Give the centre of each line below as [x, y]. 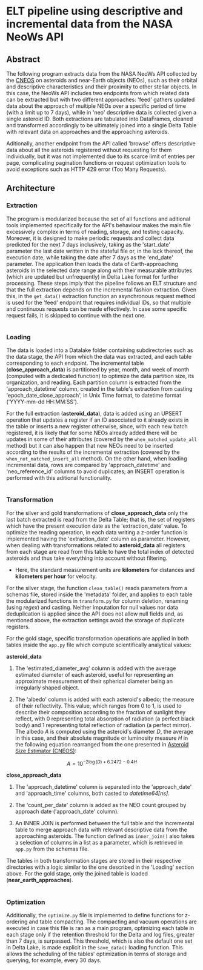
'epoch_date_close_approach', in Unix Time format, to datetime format [94, 396]
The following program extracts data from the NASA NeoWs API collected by [102, 74]
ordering [17, 922]
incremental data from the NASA [90, 24]
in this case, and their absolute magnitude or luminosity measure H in [101, 738]
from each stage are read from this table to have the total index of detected [100, 551]
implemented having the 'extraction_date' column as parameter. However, [98, 539]
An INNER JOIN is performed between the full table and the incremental [105, 823]
